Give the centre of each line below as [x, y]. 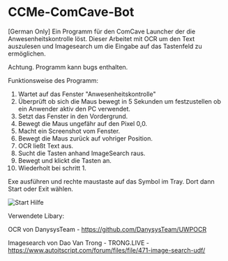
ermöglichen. [27, 54]
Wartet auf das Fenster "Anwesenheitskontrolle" [87, 94]
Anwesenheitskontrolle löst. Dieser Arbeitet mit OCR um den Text [101, 38]
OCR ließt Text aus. [46, 145]
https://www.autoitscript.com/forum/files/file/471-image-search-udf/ [107, 250]
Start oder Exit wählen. [41, 189]
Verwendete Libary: [36, 216]
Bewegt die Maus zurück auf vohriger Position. [85, 138]
